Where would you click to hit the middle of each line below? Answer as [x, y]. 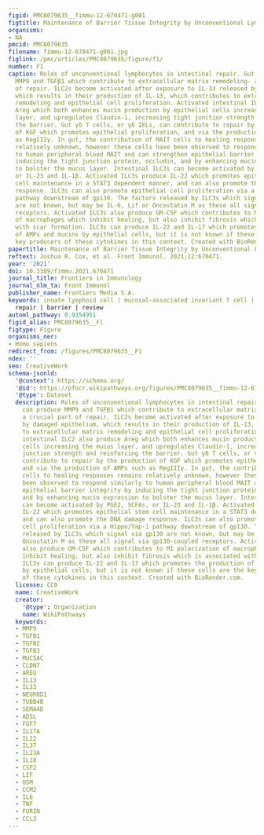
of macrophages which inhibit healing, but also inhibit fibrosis [126, 220]
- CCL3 [26, 819]
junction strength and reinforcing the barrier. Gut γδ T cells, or [137, 454]
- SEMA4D [29, 709]
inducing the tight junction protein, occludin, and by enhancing [126, 162]
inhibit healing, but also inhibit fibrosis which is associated [132, 556]
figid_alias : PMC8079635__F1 [56, 322]
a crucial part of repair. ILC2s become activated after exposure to [139, 417]
